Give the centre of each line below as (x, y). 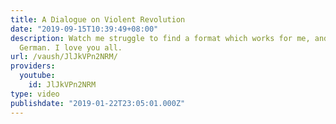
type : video (35, 94)
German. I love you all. (71, 47)
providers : (33, 66)
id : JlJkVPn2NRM (62, 85)
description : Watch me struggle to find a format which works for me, (160, 38)
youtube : (37, 76)
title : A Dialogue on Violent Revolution (98, 19)
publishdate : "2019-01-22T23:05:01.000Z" (98, 103)
